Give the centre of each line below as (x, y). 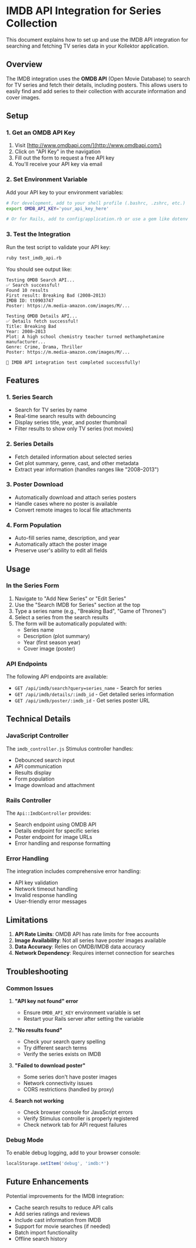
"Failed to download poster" (50, 1065)
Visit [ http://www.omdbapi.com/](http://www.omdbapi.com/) (88, 145)
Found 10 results (27, 290)
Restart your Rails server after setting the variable (84, 1018)
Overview (24, 64)
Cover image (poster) (49, 648)
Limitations (27, 920)
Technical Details (39, 719)
